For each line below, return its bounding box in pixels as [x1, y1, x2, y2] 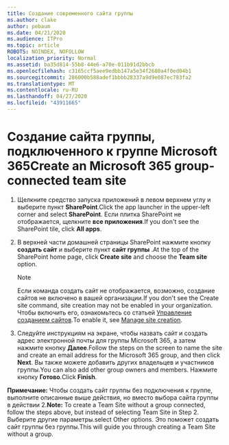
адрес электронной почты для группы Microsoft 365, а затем [16, 336, 197, 344]
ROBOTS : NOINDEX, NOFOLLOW [7, 49, 84, 56]
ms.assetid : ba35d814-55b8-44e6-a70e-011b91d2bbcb [7, 61, 155, 68]
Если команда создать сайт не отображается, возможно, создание [16, 286, 215, 295]
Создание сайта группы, [7, 129, 156, 145]
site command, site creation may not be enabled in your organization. [16, 301, 213, 309]
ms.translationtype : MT [7, 80, 75, 87]
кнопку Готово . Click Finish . [16, 372, 97, 381]
